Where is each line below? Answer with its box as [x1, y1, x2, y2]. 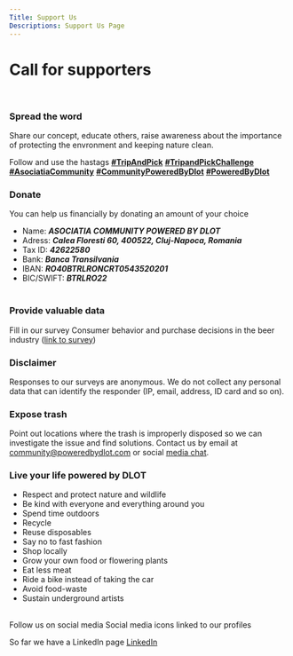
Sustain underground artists [21, 593, 124, 604]
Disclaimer [9, 356, 57, 368]
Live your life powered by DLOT [9, 470, 146, 482]
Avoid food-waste [21, 583, 88, 595]
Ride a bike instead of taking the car [21, 574, 154, 585]
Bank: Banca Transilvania [21, 254, 120, 265]
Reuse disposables [21, 527, 91, 538]
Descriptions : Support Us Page [9, 21, 125, 30]
